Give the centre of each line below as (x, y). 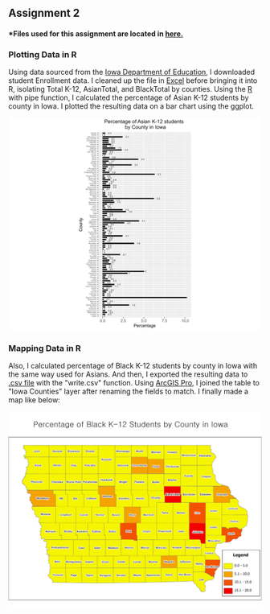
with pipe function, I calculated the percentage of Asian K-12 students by (129, 98)
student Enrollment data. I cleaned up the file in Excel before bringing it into (133, 80)
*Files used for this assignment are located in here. (96, 33)
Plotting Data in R (43, 54)
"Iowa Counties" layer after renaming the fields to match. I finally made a (129, 391)
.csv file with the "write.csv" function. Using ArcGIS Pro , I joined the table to (134, 383)
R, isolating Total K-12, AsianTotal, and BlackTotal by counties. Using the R (131, 89)
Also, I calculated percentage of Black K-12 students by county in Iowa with (133, 366)
